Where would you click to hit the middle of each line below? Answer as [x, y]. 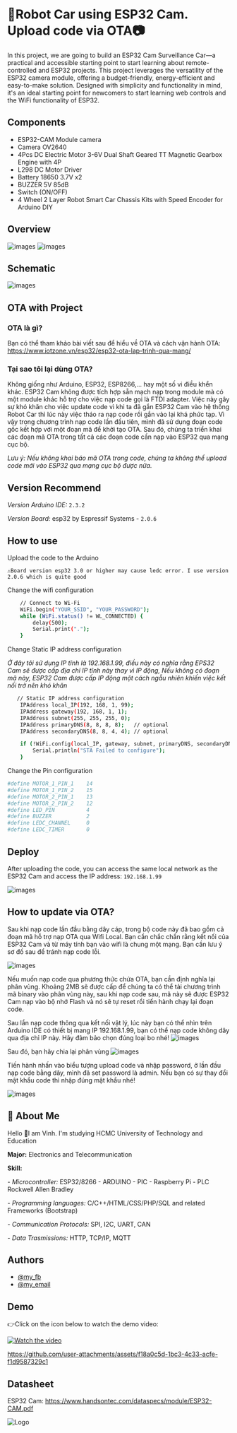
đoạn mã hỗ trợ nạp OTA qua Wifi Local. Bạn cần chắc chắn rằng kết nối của [118, 936]
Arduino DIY [35, 207]
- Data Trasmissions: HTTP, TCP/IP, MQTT [69, 1238]
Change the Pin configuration [50, 771]
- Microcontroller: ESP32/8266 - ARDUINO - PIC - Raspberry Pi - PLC [108, 1181]
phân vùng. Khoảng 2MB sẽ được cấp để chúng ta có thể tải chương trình [114, 986]
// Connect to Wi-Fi [50, 603]
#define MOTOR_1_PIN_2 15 [50, 790]
